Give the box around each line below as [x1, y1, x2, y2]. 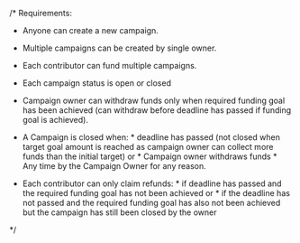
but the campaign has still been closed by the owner [22, 207, 217, 218]
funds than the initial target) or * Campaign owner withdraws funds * [22, 151, 277, 162]
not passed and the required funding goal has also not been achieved [22, 198, 281, 208]
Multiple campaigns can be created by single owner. [22, 42, 217, 53]
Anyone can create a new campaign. [22, 25, 159, 35]
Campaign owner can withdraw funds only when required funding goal [22, 95, 286, 106]
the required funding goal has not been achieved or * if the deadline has [22, 188, 291, 198]
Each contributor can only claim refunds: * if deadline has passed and [22, 178, 282, 189]
